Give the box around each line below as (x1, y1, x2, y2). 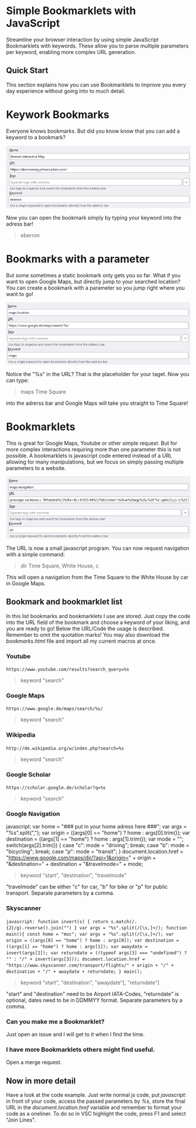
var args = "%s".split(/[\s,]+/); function (79, 925, 187, 931)
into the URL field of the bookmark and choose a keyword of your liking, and (6, 619, 190, 626)
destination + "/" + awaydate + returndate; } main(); (6, 968, 143, 975)
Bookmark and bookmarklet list (6, 597, 123, 607)
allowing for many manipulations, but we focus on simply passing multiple (6, 458, 184, 465)
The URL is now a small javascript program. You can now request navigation (6, 545, 190, 552)
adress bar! (6, 220, 34, 227)
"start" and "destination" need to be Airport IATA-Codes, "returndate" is (6, 990, 180, 997)
